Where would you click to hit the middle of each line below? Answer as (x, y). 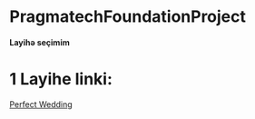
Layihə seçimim (39, 42)
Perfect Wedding (41, 104)
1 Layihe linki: (61, 79)
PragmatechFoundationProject (128, 17)
